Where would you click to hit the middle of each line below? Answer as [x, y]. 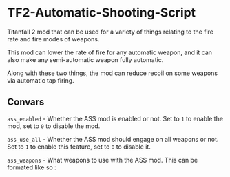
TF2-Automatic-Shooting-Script [102, 13]
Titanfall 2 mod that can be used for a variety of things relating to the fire [110, 32]
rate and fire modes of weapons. [53, 39]
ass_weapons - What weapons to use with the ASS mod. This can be [103, 160]
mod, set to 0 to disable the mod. [54, 126]
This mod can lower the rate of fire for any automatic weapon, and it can [109, 52]
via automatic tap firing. [41, 80]
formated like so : [32, 167]
